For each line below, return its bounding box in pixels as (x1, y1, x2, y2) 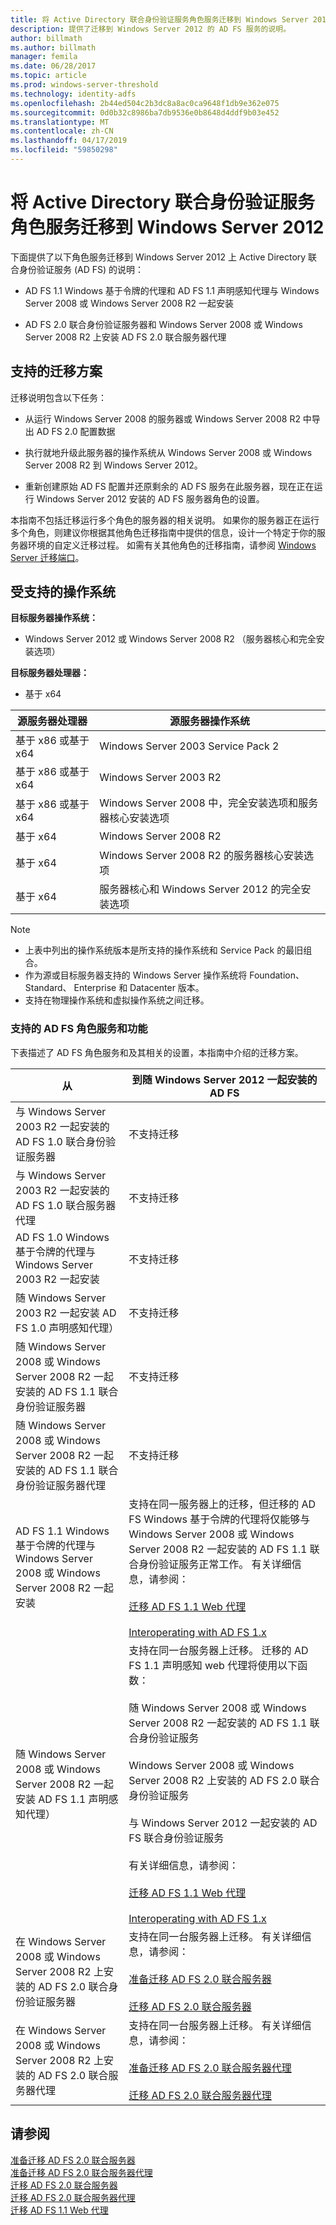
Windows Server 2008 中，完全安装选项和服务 (99, 796, 319, 810)
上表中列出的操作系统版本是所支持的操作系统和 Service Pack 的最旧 (24, 944, 304, 956)
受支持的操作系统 (10, 584, 116, 601)
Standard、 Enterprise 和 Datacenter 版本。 (24, 982, 205, 994)
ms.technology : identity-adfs (10, 89, 137, 99)
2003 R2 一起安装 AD (15, 1306, 117, 1320)
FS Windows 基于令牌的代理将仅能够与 (128, 1512, 311, 1526)
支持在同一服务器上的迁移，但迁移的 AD (128, 1497, 317, 1511)
